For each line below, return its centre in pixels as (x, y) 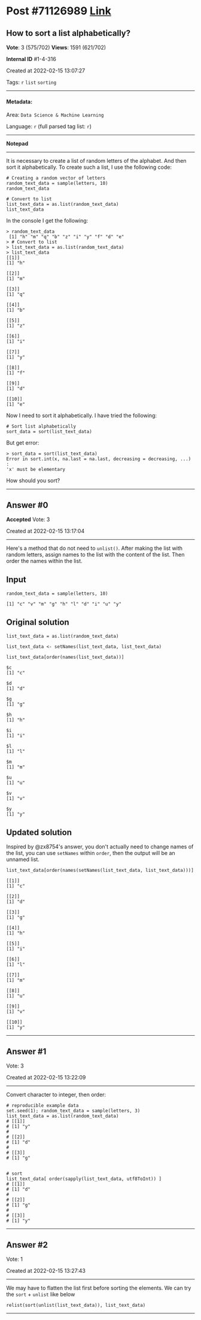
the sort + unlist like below (41, 1294)
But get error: (23, 443)
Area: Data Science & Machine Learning (55, 115)
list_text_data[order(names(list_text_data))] (65, 657)
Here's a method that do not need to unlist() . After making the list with (95, 548)
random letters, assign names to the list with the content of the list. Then (95, 555)
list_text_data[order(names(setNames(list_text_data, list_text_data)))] (100, 871)
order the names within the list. (44, 561)
